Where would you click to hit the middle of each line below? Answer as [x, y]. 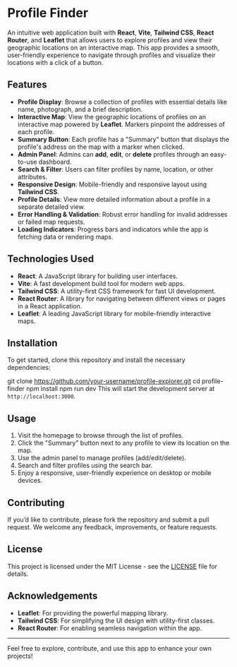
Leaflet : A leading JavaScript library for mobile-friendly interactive [114, 313]
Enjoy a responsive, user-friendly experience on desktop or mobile [114, 473]
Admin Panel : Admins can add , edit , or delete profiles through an [113, 154]
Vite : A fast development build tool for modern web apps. [101, 283]
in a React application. [50, 306]
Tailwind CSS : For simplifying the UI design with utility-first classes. [116, 620]
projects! [20, 656]
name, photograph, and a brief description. [80, 109]
